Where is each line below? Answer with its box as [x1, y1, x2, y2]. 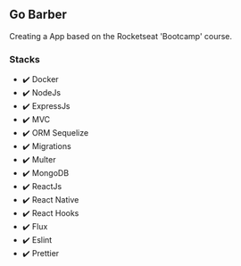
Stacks [9, 53, 40, 65]
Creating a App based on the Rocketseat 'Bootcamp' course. [9, 30, 233, 41]
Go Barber [9, 7, 67, 22]
